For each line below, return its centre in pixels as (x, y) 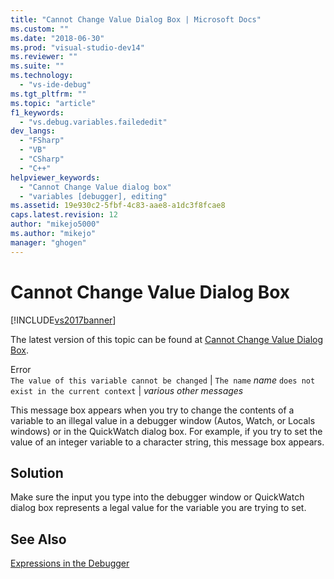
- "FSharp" (42, 141)
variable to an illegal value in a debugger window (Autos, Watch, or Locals (163, 420)
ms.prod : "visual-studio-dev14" (77, 47)
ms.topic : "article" (53, 103)
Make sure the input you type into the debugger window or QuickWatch (157, 497)
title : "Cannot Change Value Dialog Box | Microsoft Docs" (136, 19)
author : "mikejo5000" (55, 224)
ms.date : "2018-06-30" (57, 38)
